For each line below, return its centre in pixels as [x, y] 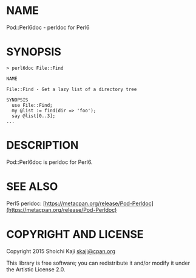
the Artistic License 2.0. [36, 269]
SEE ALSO [32, 186]
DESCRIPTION [42, 145]
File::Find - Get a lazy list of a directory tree [72, 89]
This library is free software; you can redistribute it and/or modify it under [98, 263]
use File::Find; [32, 105]
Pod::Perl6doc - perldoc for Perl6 [48, 27]
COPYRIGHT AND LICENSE [75, 234]
